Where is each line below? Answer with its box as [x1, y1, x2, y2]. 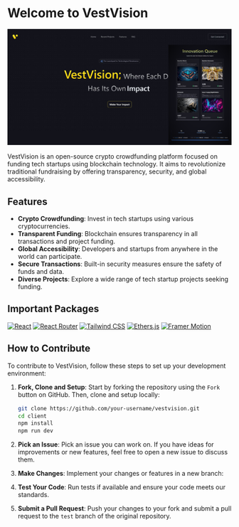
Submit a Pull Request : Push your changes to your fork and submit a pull [17, 504, 232, 513]
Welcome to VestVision [7, 5, 149, 21]
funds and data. [17, 267, 65, 276]
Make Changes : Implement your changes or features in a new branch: [17, 469, 224, 478]
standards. [17, 491, 50, 499]
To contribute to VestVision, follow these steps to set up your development [7, 361, 226, 370]
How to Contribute [7, 343, 91, 355]
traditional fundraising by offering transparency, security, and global [7, 167, 207, 176]
